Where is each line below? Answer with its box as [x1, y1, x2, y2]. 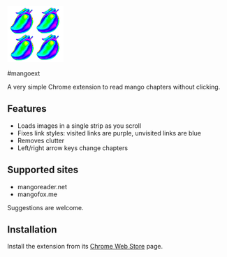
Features [7, 103, 47, 115]
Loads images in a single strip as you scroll [17, 122, 142, 130]
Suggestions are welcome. [7, 203, 84, 212]
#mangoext [7, 69, 41, 78]
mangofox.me [17, 190, 58, 198]
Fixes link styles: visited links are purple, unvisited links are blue [17, 128, 201, 137]
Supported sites [7, 164, 79, 176]
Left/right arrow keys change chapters [17, 143, 128, 152]
